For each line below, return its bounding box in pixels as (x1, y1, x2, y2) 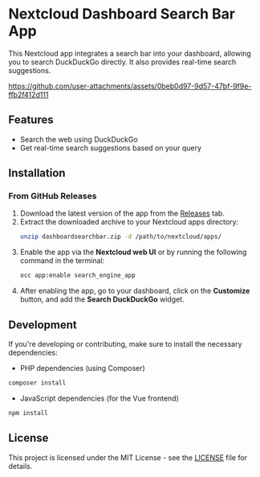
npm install (8, 409, 48, 417)
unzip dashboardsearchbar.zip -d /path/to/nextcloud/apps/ (19, 232, 222, 241)
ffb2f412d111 (8, 89, 49, 99)
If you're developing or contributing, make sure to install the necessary (8, 339, 242, 348)
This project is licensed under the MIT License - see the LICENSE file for (8, 452, 247, 463)
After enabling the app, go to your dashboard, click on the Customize (19, 286, 250, 296)
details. (8, 461, 33, 471)
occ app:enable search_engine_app (19, 271, 136, 280)
